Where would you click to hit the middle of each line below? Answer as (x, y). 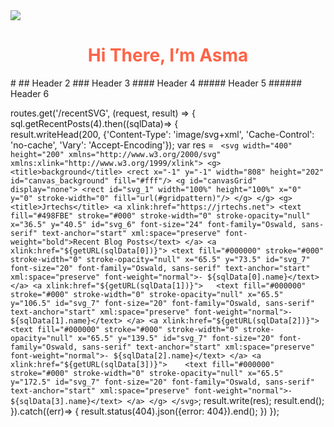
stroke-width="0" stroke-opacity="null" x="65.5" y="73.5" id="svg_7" (160, 259)
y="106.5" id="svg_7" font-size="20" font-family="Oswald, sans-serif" (162, 303)
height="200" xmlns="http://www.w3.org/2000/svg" (116, 154)
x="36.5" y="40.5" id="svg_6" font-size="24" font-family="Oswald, (154, 224)
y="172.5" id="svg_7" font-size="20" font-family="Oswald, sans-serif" (162, 382)
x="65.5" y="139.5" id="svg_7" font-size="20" (176, 338)
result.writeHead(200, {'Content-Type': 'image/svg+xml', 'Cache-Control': (162, 134)
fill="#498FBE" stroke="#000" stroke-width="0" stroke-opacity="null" (160, 215)
